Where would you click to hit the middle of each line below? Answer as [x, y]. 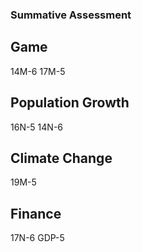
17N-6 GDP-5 [37, 238]
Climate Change [61, 158]
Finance [36, 213]
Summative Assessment [71, 15]
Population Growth [70, 103]
